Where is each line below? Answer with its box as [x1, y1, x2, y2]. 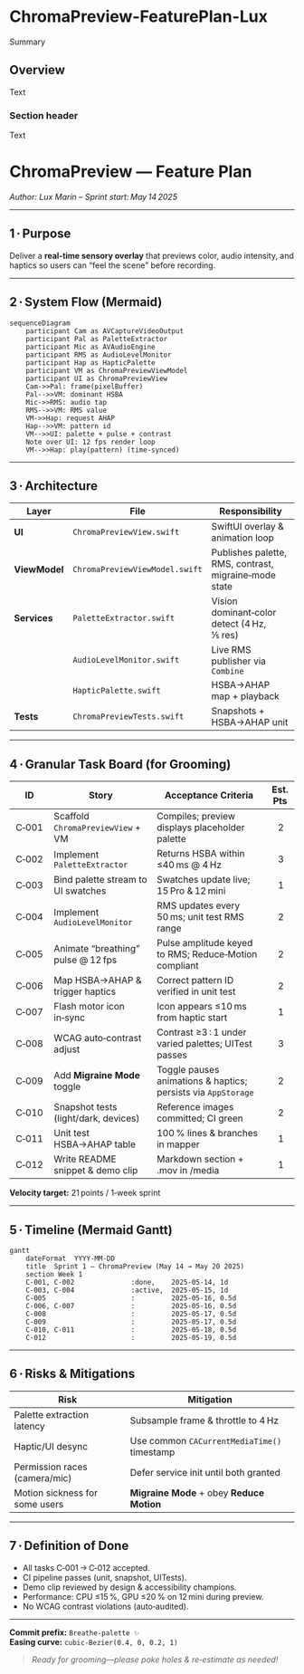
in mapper [157, 1138, 200, 1151]
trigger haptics [53, 985, 116, 998]
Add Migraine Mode [53, 1069, 140, 1082]
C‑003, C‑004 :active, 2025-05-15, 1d [25, 1286, 229, 1296]
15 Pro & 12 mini [157, 885, 226, 897]
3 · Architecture [9, 478, 98, 493]
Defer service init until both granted [129, 1466, 280, 1478]
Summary [9, 36, 46, 47]
